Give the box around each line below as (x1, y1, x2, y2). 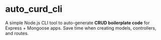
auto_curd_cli (5, 3, 63, 15)
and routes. (5, 30, 29, 36)
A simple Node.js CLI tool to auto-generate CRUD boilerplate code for (5, 20, 150, 26)
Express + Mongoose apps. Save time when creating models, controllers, (5, 25, 156, 31)
